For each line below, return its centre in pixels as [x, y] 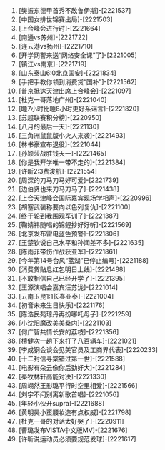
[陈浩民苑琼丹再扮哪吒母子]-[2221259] [75, 314]
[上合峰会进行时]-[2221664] [59, 28]
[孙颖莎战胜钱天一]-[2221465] [62, 153]
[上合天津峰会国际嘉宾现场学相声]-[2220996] [85, 198]
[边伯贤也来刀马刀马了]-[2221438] [69, 189]
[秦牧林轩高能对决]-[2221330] [62, 376]
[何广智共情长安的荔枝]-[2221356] [69, 332]
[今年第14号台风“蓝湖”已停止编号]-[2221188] [84, 260]
